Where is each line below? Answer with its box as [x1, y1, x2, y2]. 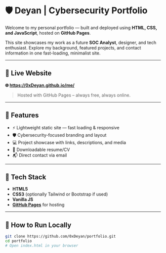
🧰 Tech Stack [5, 173, 46, 181]
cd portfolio [5, 239, 32, 244]
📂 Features [5, 111, 39, 120]
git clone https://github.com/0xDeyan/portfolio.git [5, 234, 116, 239]
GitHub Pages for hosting [12, 202, 65, 208]
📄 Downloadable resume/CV [12, 147, 70, 152]
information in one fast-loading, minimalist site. [5, 50, 101, 56]
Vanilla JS [12, 197, 34, 202]
